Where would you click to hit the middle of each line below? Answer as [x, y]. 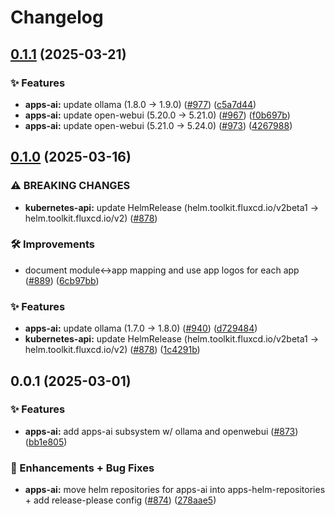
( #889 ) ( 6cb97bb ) [62, 280]
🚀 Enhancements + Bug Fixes [82, 468]
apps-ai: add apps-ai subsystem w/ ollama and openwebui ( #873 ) [161, 431]
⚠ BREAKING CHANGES [70, 186]
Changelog [57, 17]
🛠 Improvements [52, 244]
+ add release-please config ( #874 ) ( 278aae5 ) [120, 500]
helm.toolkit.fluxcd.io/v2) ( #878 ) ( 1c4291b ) [112, 350]
